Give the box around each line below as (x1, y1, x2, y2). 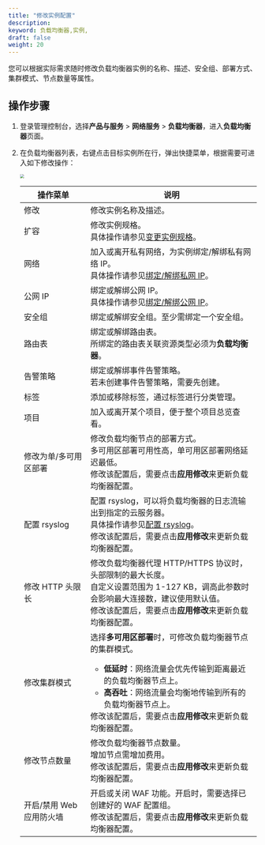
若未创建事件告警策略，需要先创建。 (90, 376, 225, 387)
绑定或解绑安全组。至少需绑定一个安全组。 (90, 311, 248, 323)
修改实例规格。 (90, 219, 146, 230)
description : (8, 19, 51, 27)
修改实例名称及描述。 (90, 205, 170, 216)
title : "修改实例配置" (8, 11, 76, 20)
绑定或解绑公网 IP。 (90, 285, 163, 296)
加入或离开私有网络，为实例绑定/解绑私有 (90, 246, 244, 257)
